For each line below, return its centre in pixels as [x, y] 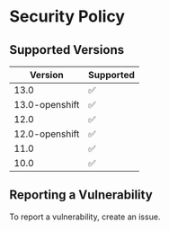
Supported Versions [67, 50]
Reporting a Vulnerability [81, 195]
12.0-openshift [47, 134]
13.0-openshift [47, 105]
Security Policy [67, 17]
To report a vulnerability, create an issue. [85, 217]
